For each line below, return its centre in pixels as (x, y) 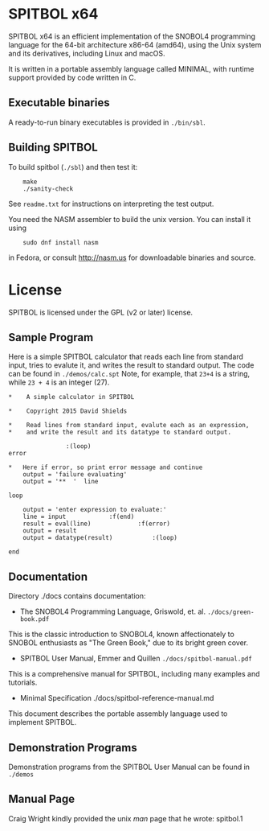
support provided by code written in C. (72, 77)
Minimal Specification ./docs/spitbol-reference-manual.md (117, 698)
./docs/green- (231, 612)
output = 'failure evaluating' (75, 475)
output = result (50, 531)
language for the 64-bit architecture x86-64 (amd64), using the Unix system (135, 44)
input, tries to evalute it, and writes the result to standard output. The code (131, 365)
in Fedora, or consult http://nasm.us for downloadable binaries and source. (132, 257)
